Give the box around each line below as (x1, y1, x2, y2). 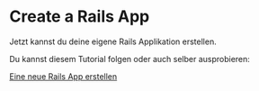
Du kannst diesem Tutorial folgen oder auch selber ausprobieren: (9, 53, 250, 64)
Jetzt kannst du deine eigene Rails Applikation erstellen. (9, 36, 218, 47)
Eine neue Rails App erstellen (9, 70, 118, 82)
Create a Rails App (9, 6, 150, 27)
